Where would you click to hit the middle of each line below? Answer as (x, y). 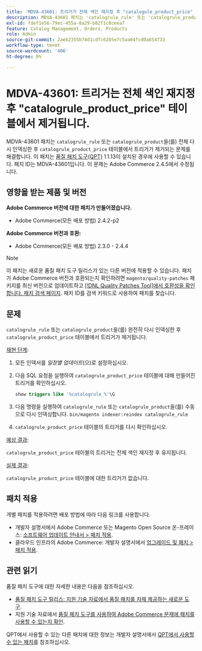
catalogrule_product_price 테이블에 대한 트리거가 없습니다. (78, 478)
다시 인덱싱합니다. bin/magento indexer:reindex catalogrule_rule (107, 414)
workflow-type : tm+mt (33, 46)
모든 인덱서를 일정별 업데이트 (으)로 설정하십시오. (72, 363)
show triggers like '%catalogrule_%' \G (65, 395)
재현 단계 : (17, 350)
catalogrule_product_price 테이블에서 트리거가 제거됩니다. (77, 337)
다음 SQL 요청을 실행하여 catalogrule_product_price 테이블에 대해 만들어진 (105, 375)
